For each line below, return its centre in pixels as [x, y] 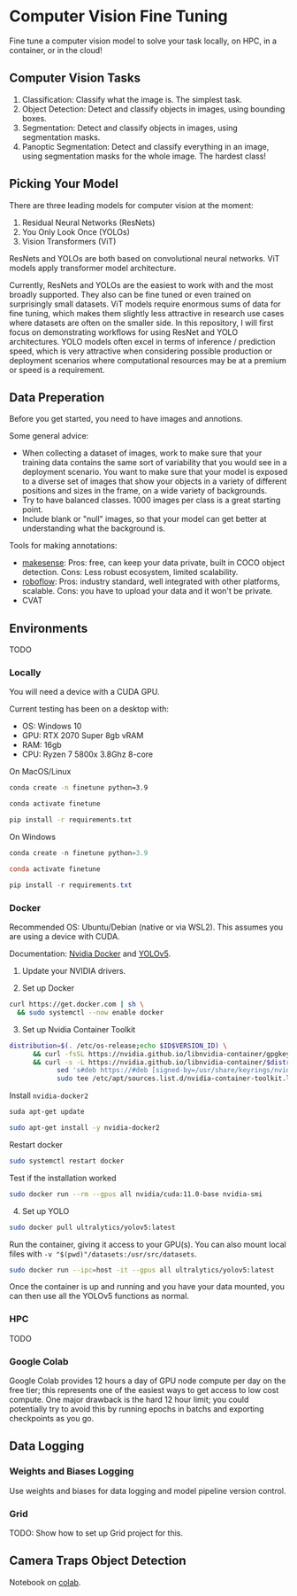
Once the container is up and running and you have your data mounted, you [147, 1287]
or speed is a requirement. [57, 370]
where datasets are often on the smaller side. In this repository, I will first [141, 323]
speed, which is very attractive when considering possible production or [141, 351]
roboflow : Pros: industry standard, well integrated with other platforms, [151, 581]
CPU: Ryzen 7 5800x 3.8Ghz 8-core [87, 754]
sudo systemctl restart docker [67, 1161]
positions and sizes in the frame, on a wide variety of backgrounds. [145, 491]
